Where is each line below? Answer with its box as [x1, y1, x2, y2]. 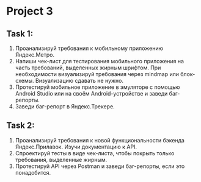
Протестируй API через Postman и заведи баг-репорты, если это [15, 163, 185, 170]
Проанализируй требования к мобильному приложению [15, 44, 164, 52]
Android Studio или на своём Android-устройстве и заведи [15, 90, 168, 97]
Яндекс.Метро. [15, 51, 55, 58]
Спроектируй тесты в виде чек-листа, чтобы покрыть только [15, 149, 175, 156]
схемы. [15, 77, 35, 84]
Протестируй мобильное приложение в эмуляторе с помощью [15, 83, 180, 91]
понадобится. [15, 169, 51, 176]
